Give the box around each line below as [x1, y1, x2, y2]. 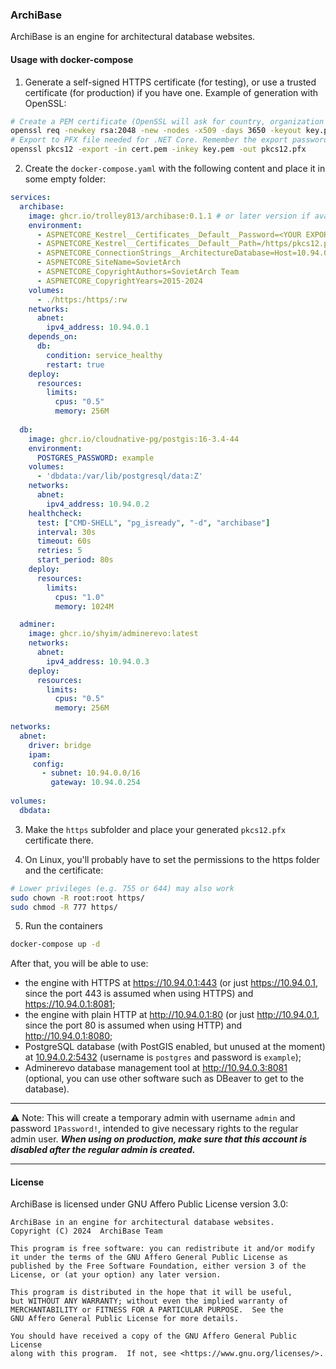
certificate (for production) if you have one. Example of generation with [24, 86, 319, 98]
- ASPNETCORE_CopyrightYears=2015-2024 [36, 276, 203, 286]
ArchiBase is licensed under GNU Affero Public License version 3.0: [10, 1198, 289, 1210]
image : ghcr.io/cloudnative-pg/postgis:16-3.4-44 [28, 434, 240, 444]
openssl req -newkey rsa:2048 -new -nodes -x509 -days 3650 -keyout [10, 126, 302, 136]
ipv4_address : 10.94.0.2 [46, 499, 150, 509]
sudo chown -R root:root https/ [10, 893, 145, 903]
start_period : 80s [36, 555, 114, 565]
